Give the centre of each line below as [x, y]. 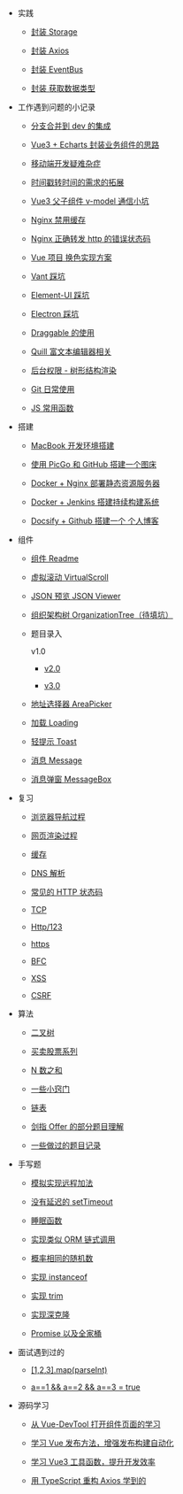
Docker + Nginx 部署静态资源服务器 [95, 483]
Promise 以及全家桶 [66, 1333]
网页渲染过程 [54, 836]
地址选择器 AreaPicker [71, 704]
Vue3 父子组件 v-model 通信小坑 [90, 201]
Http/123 [46, 927]
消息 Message [56, 760]
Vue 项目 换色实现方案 [71, 258]
